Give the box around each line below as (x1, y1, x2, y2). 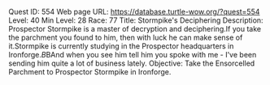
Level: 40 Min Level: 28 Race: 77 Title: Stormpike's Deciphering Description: (8, 15, 263, 25)
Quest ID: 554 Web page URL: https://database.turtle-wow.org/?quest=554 (8, 7, 260, 16)
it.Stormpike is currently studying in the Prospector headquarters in (8, 41, 234, 51)
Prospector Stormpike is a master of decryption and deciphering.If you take (8, 24, 262, 33)
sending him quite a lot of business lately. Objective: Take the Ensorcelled (8, 58, 255, 68)
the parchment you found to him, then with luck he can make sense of (8, 32, 243, 42)
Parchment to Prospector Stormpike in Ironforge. (8, 67, 172, 76)
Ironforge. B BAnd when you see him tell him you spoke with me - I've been (8, 50, 257, 59)
